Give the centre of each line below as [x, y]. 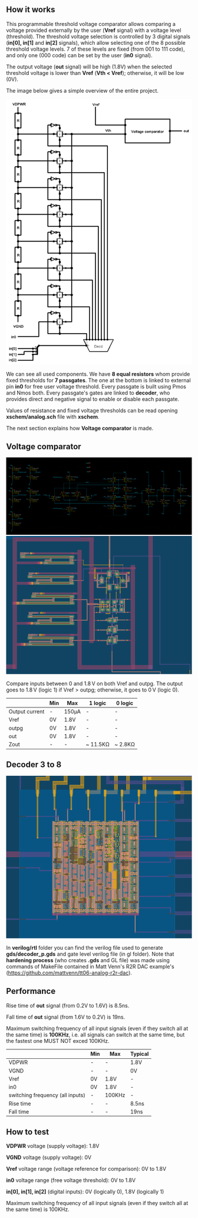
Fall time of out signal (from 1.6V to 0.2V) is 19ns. [66, 1017]
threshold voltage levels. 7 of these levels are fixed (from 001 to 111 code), [95, 49]
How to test [27, 1132]
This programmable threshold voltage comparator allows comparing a [91, 24]
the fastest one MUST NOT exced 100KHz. [58, 1041]
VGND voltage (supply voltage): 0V [49, 1157]
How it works [31, 10]
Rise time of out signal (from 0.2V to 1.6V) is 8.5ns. [68, 1005]
